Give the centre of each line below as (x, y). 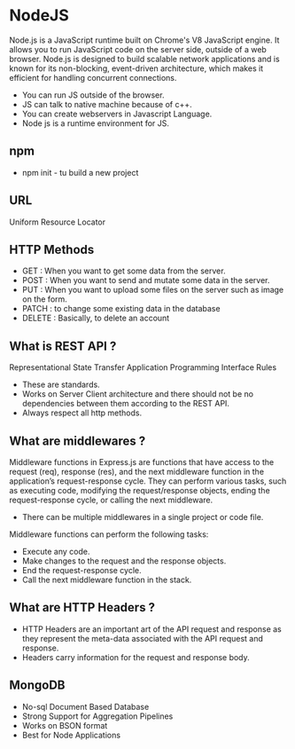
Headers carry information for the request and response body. (136, 657)
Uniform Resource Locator (58, 222)
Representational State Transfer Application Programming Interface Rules (143, 367)
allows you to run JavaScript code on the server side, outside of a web (138, 49)
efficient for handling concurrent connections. (93, 77)
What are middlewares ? (78, 441)
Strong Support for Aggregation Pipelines (97, 716)
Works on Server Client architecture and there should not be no (138, 394)
